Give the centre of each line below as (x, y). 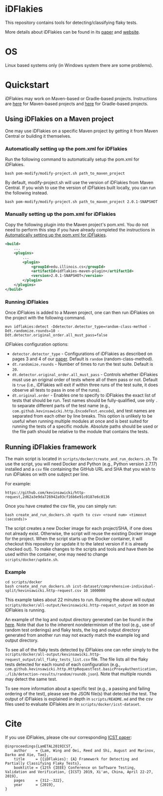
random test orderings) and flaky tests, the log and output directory (72, 630)
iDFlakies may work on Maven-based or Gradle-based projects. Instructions (81, 98)
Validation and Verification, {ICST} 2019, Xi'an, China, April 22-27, (79, 772)
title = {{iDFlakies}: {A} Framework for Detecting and (76, 759)
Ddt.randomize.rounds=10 (30, 331)
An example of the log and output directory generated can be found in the (79, 620)
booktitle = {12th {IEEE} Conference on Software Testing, (75, 768)
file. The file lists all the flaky (120, 659)
